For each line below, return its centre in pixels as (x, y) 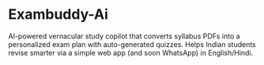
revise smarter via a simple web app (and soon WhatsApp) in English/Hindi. (131, 52)
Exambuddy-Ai (58, 14)
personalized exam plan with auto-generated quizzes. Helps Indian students (132, 44)
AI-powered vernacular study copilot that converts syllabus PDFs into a (124, 36)
